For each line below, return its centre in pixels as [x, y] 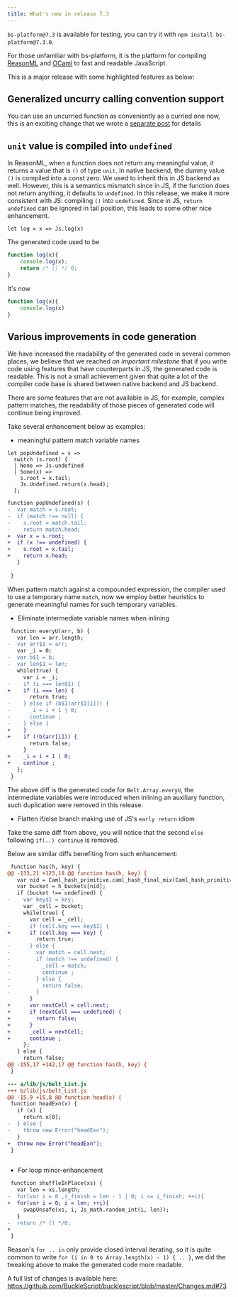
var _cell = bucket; [53, 907]
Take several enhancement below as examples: [76, 427]
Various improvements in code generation [102, 337]
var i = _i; [41, 677]
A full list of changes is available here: [63, 1279]
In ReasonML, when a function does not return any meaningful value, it [111, 163]
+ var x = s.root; [36, 536]
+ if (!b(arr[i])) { [42, 737]
